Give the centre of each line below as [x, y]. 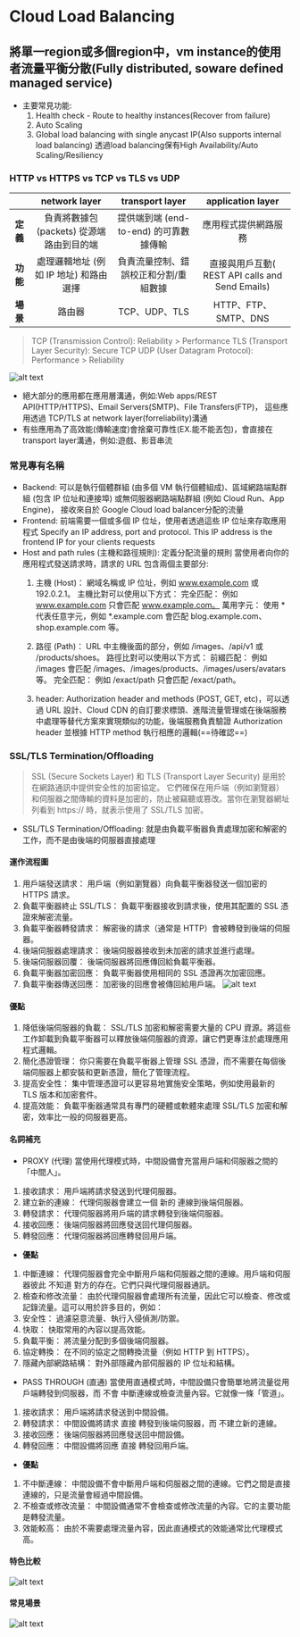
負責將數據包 [71, 218]
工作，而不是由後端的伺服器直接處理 [89, 839]
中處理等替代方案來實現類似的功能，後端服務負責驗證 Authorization [159, 721]
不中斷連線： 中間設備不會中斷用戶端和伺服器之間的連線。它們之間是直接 [156, 1483]
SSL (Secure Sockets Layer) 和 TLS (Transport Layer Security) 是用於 [158, 776]
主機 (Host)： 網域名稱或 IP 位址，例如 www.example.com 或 [147, 582]
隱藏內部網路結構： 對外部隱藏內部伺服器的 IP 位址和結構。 [131, 1363]
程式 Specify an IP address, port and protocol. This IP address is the [147, 531]
